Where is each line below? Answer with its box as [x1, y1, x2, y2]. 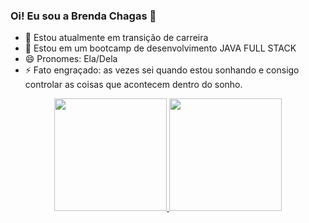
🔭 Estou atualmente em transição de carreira [24, 32, 209, 44]
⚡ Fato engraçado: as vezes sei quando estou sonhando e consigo [24, 64, 300, 76]
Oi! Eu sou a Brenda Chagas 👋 [10, 9, 157, 23]
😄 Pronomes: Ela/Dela [24, 53, 118, 65]
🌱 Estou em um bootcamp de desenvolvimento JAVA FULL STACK [24, 42, 297, 54]
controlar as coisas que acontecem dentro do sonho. [24, 79, 243, 91]
